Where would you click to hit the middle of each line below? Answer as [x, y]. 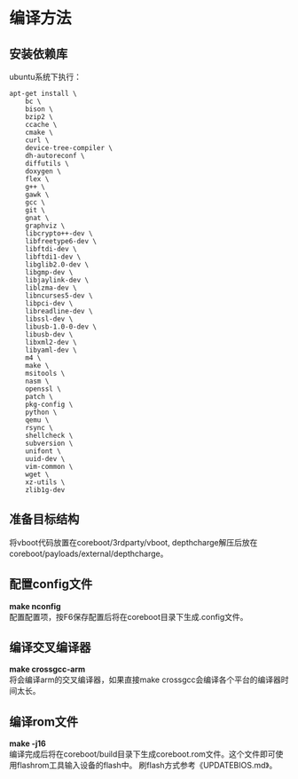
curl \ [37, 140]
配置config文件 [51, 584]
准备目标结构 [44, 519]
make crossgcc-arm [47, 669]
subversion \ [49, 443]
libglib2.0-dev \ [57, 265]
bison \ [39, 109]
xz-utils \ [45, 482]
